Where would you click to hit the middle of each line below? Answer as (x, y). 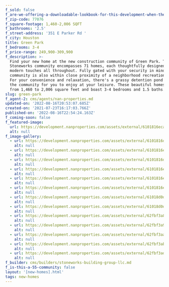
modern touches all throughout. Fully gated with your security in (82, 71)
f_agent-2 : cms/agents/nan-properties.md (49, 99)
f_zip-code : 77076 (24, 19)
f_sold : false (20, 10)
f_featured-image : (24, 122)
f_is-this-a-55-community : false (40, 267)
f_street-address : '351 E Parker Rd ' (46, 33)
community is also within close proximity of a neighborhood (75, 76)
